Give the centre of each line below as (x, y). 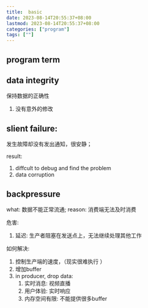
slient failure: (32, 128)
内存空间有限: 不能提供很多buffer (66, 298)
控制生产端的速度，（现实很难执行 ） (60, 261)
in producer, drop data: (44, 276)
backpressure (34, 194)
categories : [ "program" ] (38, 29)
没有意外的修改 (34, 109)
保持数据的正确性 (28, 96)
